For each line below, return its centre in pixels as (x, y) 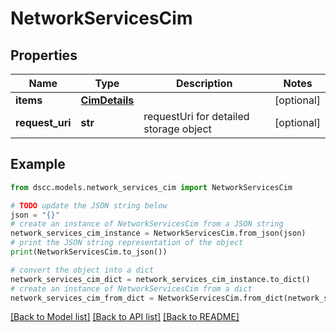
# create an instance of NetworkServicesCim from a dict (131, 288)
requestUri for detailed (196, 116)
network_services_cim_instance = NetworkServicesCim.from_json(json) (158, 233)
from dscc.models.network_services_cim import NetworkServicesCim (151, 187)
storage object (177, 129)
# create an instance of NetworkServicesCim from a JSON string (147, 224)
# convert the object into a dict (82, 270)
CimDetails (107, 100)
